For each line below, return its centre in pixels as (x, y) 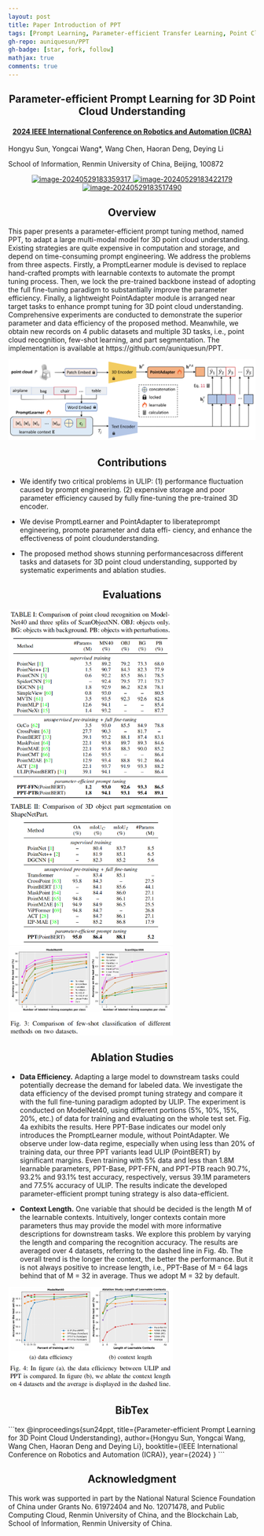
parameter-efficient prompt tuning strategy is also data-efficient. (124, 1193)
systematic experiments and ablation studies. (93, 570)
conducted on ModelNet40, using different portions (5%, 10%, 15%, (129, 1110)
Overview (132, 212)
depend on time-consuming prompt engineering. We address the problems (130, 256)
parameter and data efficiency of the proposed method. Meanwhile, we (124, 323)
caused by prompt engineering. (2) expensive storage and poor (122, 489)
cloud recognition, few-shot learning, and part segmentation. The (114, 340)
